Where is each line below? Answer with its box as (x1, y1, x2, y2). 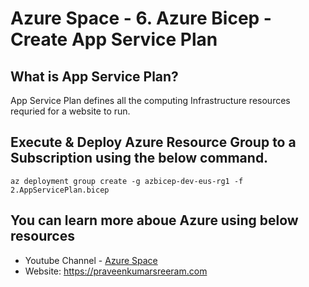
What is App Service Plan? (10, 68, 179, 85)
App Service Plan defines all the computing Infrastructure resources (10, 95, 291, 106)
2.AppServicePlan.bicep (10, 185, 110, 195)
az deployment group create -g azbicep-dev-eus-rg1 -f (10, 176, 244, 186)
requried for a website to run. (10, 105, 131, 117)
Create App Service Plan (10, 28, 218, 51)
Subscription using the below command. (10, 150, 269, 167)
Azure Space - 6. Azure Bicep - (10, 7, 272, 30)
